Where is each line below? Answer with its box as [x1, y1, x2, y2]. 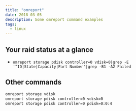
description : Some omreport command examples [5, 17, 103, 22]
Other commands [5, 78, 62, 87]
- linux [10, 26, 26, 32]
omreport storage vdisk [5, 91, 56, 97]
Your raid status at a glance [5, 45, 94, 54]
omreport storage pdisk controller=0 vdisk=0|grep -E [12, 60, 129, 65]
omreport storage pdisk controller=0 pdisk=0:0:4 [5, 101, 113, 106]
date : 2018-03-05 [5, 12, 42, 17]
